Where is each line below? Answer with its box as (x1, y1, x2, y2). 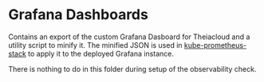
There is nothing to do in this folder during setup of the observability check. (8, 64, 257, 73)
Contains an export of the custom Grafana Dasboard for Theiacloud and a (8, 32, 250, 41)
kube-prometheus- (183, 40, 247, 49)
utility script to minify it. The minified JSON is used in (8, 40, 183, 49)
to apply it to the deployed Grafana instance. (27, 49, 174, 58)
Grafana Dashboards (8, 6, 149, 24)
